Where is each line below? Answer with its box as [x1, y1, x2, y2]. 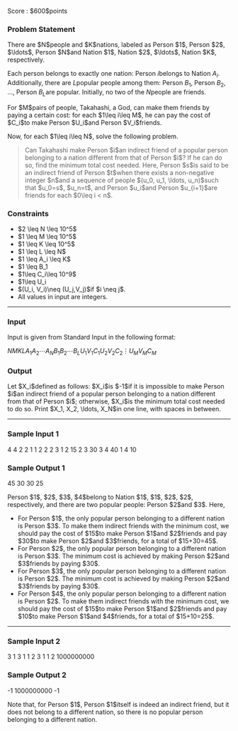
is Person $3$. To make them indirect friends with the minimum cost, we [17, 521, 229, 530]
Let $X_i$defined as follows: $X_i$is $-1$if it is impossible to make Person [7, 382, 225, 391]
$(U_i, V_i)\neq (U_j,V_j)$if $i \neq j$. [17, 284, 126, 294]
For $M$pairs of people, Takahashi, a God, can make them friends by [7, 103, 210, 111]
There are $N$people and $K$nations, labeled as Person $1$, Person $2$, [7, 40, 225, 49]
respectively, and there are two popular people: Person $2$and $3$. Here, [7, 500, 225, 508]
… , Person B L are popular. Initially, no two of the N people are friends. [7, 87, 207, 98]
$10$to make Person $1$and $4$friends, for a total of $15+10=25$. [17, 612, 215, 620]
